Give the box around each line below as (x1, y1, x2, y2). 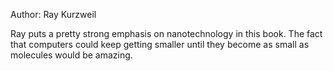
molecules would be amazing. (10, 49, 133, 61)
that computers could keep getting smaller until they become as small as (10, 39, 310, 50)
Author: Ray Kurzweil (10, 9, 97, 20)
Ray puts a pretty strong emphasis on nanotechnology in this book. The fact (10, 28, 323, 39)
